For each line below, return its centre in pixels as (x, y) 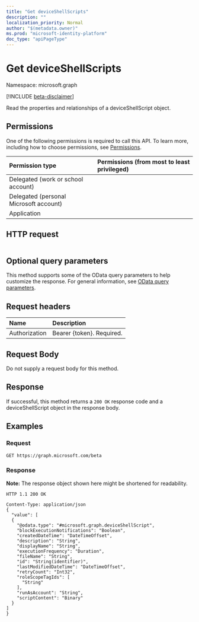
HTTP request (33, 235)
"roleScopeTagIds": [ (43, 577)
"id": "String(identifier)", (53, 562)
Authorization (28, 333)
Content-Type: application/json (46, 505)
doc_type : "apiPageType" (37, 39)
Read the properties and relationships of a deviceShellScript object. (89, 108)
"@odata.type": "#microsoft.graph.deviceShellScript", (86, 525)
